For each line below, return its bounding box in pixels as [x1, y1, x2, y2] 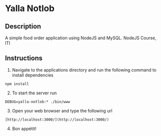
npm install [5, 81, 29, 86]
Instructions [5, 54, 43, 62]
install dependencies [12, 72, 54, 78]
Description [5, 22, 41, 30]
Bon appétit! [12, 125, 37, 131]
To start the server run [12, 90, 57, 96]
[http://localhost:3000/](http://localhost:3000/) [5, 117, 109, 122]
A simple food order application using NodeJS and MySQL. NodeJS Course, [5, 35, 157, 41]
